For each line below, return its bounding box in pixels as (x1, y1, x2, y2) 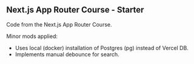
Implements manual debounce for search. (15, 51, 119, 58)
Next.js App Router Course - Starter (6, 5, 144, 15)
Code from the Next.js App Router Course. (6, 21, 112, 28)
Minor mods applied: (6, 33, 58, 40)
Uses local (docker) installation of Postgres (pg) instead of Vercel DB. (15, 44, 189, 51)
